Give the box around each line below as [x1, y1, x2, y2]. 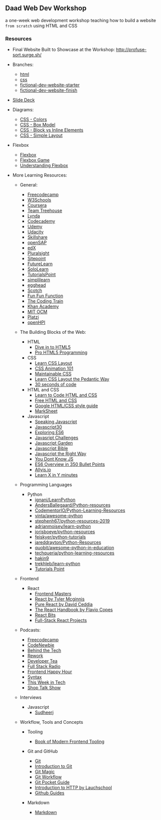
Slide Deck [12, 97, 35, 103]
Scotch [27, 288, 42, 294]
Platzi [27, 314, 39, 320]
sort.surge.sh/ [12, 52, 41, 58]
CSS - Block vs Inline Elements [19, 127, 83, 133]
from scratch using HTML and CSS [5, 23, 77, 29]
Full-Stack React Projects [34, 618, 87, 624]
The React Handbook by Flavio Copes [34, 606, 113, 613]
